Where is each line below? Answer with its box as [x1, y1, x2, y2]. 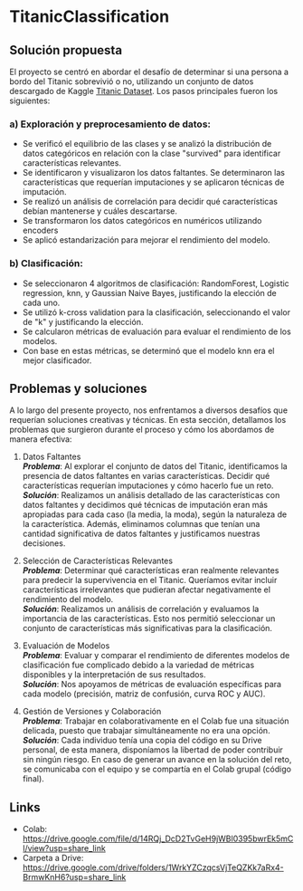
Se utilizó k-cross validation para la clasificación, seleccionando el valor [22, 306, 291, 318]
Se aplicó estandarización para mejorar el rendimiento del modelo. [22, 235, 270, 245]
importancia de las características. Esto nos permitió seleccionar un [22, 613, 276, 624]
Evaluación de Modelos [22, 640, 110, 651]
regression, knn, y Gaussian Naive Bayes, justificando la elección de [22, 287, 278, 298]
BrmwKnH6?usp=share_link [22, 872, 127, 883]
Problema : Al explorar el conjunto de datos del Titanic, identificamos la [22, 461, 288, 472]
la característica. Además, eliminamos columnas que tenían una [22, 519, 260, 530]
